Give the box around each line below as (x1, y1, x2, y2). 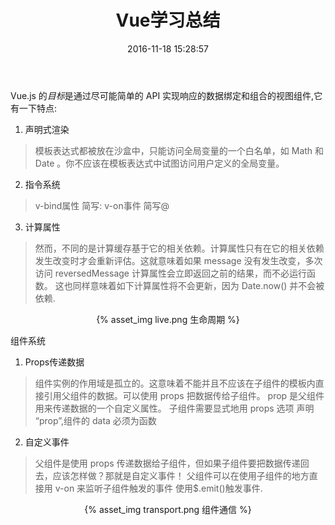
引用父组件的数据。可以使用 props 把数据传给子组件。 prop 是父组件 (43, 389, 325, 401)
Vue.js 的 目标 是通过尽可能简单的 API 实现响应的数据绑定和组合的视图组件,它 (10, 89, 323, 101)
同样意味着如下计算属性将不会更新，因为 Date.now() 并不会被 (72, 279, 325, 291)
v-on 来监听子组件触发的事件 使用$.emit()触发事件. (54, 482, 263, 494)
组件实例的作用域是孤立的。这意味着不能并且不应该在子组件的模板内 (34, 377, 316, 389)
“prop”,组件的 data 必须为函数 (34, 414, 157, 426)
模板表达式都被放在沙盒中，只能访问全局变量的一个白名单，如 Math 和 (34, 144, 325, 156)
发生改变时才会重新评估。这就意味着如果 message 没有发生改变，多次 (34, 254, 323, 266)
